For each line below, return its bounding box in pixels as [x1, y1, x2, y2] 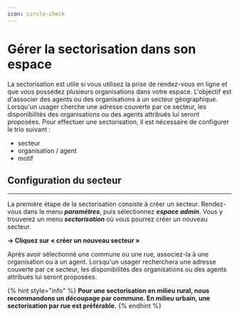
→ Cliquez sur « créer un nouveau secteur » [7, 236, 140, 245]
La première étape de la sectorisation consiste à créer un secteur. [7, 200, 200, 208]
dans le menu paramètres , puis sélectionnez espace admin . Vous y [23, 208, 223, 216]
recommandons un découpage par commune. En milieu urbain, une [7, 294, 211, 303]
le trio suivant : [7, 125, 51, 134]
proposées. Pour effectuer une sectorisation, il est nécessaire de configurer [7, 117, 230, 126]
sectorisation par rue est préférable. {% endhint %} [7, 301, 162, 310]
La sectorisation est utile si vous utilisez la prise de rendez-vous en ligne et [7, 80, 228, 88]
